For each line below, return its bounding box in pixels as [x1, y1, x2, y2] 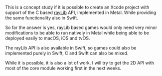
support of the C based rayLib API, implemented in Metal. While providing [5, 9, 157, 15]
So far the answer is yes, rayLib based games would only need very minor [5, 24, 158, 30]
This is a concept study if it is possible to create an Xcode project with [5, 4, 150, 10]
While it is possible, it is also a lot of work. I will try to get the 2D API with [5, 60, 155, 65]
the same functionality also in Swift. [5, 15, 78, 20]
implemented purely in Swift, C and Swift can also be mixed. [5, 50, 129, 56]
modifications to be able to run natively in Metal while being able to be [5, 30, 150, 35]
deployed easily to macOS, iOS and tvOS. [5, 35, 90, 41]
